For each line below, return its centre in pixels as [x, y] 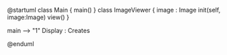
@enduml [21, 44]
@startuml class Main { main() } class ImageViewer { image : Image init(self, [114, 10]
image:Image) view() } [38, 17]
